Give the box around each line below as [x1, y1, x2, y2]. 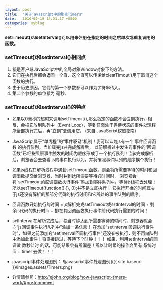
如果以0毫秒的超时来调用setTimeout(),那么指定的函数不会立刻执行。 [12, 115, 148, 122]
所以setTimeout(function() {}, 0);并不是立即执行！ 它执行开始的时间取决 [12, 185, 155, 191]
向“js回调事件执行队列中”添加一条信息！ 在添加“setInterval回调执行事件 [12, 224, 154, 230]
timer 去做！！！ [21, 248, 55, 254]
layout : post [5, 7, 32, 12]
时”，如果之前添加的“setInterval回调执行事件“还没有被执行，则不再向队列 [12, 230, 158, 236]
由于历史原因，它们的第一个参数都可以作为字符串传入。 [12, 84, 123, 90]
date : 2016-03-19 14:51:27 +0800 [5, 16, 77, 21]
